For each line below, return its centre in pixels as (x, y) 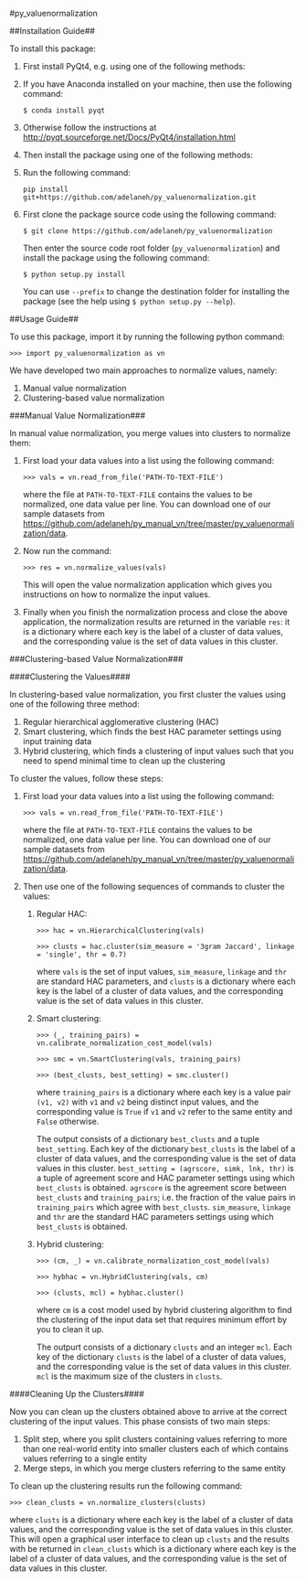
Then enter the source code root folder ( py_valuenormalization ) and (151, 248)
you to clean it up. (70, 1329)
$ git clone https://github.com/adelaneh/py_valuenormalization (148, 231)
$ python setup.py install (74, 274)
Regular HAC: (62, 914)
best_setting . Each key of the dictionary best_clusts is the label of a (166, 1148)
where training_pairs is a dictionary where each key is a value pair (164, 1092)
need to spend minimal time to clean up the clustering (124, 761)
